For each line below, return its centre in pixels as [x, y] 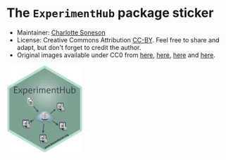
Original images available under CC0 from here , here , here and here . [116, 55]
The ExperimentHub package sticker [110, 13]
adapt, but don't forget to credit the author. [79, 47]
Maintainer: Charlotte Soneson [61, 32]
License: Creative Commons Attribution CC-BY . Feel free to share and [118, 39]
